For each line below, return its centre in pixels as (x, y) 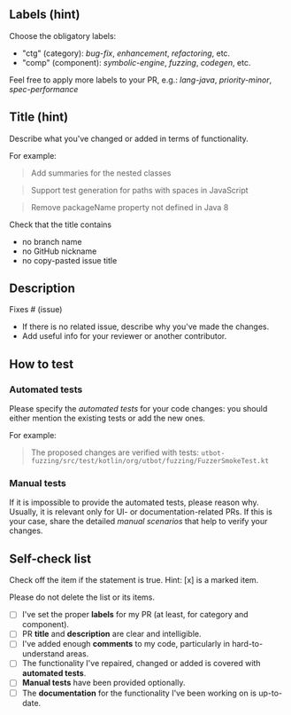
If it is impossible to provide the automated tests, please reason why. (134, 503)
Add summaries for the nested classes (101, 173)
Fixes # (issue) (36, 310)
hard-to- (247, 644)
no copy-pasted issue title (69, 260)
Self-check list (50, 558)
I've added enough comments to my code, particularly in (126, 644)
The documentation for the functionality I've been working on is (139, 693)
